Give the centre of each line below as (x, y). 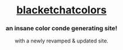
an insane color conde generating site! (61, 28)
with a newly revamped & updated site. (61, 41)
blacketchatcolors (61, 10)
